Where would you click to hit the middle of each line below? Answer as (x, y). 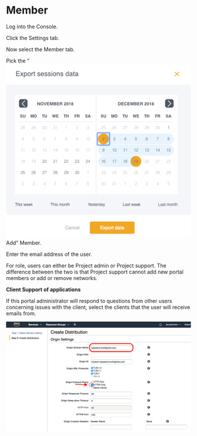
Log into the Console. (32, 26)
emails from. (21, 314)
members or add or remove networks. (52, 278)
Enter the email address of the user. (49, 254)
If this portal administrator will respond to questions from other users (89, 301)
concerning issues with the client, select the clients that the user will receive (98, 307)
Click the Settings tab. (33, 38)
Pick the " (18, 61)
